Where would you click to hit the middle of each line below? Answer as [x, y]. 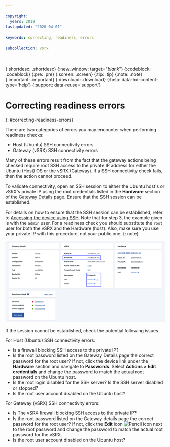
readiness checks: [24, 135]
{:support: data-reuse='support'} [67, 85]
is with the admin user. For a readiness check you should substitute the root [84, 223]
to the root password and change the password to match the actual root [88, 429]
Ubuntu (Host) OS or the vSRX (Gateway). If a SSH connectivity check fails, [84, 171]
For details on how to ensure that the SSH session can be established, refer [84, 212]
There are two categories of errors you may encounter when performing [81, 129]
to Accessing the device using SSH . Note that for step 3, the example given [84, 217]
